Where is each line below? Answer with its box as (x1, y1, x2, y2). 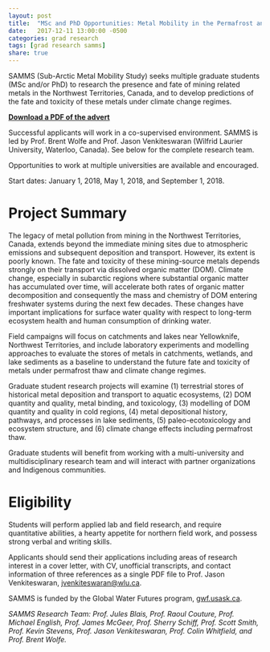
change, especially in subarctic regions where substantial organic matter (8, 273, 249, 283)
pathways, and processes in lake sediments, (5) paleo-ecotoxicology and (8, 415, 251, 425)
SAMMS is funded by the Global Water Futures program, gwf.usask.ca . (8, 593, 243, 603)
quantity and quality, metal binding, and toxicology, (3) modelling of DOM (8, 398, 251, 408)
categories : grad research (8, 34, 99, 43)
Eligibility (8, 493, 72, 511)
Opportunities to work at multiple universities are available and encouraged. (8, 161, 260, 169)
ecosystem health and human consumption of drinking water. (8, 316, 211, 325)
